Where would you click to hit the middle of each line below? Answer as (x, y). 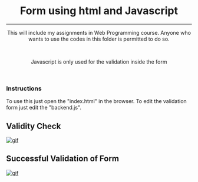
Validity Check (34, 126)
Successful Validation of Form (63, 159)
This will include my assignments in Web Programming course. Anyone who (99, 32)
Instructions (24, 88)
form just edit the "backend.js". (44, 108)
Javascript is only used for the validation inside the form (99, 62)
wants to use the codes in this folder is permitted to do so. (99, 39)
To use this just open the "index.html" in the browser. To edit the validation (96, 101)
